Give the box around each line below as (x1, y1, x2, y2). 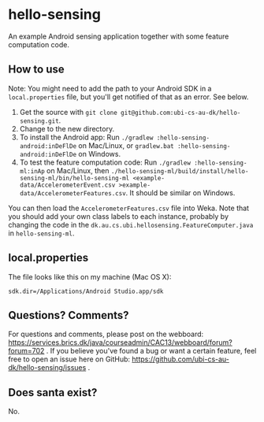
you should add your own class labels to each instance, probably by (8, 211, 229, 221)
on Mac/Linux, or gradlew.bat (78, 140, 175, 150)
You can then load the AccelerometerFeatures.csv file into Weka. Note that (8, 203, 250, 213)
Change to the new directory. (19, 124, 115, 133)
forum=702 (8, 346, 45, 356)
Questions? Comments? (8, 309, 129, 322)
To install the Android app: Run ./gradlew (19, 132, 154, 142)
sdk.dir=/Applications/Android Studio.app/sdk (8, 287, 164, 295)
